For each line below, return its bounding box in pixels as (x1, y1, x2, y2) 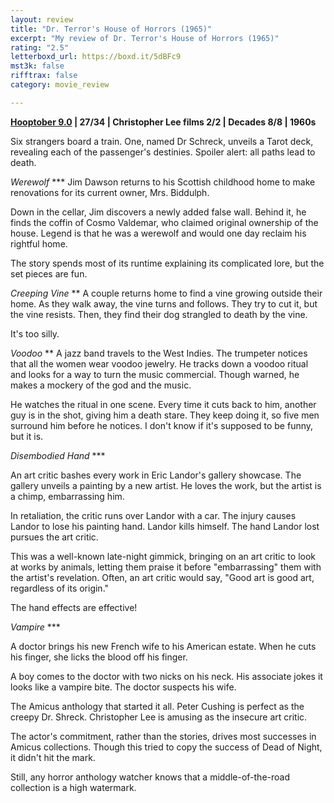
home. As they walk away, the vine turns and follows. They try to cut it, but (10, 297, 318, 310)
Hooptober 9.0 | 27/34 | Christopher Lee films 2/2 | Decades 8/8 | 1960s (10, 116, 317, 128)
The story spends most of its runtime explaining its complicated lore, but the (10, 257, 325, 269)
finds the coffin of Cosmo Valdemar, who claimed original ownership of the (10, 216, 319, 228)
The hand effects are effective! (10, 601, 138, 613)
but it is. (10, 430, 44, 442)
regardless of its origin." (10, 582, 110, 594)
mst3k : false (10, 61, 65, 71)
